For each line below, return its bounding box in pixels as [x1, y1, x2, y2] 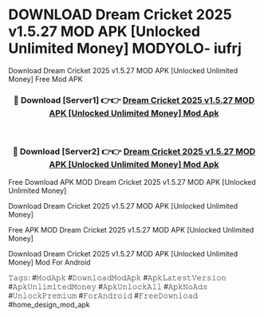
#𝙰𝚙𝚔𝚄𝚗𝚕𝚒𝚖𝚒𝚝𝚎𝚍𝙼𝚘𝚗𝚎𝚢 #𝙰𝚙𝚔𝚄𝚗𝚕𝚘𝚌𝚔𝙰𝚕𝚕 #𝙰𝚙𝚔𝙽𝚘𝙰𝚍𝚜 [8, 281, 208, 292]
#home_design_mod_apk [8, 299, 90, 309]
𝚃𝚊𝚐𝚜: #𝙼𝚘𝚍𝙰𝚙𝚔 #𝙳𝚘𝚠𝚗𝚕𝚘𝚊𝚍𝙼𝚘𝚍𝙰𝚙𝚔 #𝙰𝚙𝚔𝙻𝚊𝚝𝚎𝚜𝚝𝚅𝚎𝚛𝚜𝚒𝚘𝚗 [8, 272, 227, 282]
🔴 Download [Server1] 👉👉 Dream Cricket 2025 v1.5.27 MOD [13, 94, 255, 105]
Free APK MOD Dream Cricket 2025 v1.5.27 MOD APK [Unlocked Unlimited [8, 225, 254, 234]
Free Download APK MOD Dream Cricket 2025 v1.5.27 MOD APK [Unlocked [8, 177, 257, 186]
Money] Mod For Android [8, 257, 91, 267]
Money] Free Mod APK [8, 74, 83, 84]
